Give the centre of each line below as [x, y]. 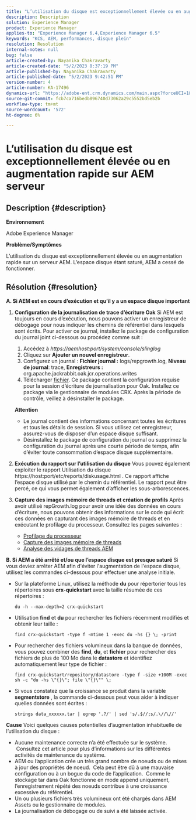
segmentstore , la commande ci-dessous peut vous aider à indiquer [97, 697]
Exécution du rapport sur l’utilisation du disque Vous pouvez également [102, 464]
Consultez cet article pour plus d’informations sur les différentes [93, 749]
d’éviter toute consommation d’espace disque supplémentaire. [98, 452]
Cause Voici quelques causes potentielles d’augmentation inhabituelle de [94, 725]
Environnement [25, 222]
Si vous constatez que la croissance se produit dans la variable [90, 691]
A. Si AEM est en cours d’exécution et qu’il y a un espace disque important [98, 301]
